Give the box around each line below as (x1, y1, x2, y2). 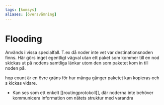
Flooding (5, 33, 42, 45)
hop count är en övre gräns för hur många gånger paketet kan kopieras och (5, 75, 160, 81)
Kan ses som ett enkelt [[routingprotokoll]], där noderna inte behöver (12, 90, 154, 96)
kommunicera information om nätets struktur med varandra (12, 95, 134, 101)
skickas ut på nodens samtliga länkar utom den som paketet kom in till (5, 60, 149, 66)
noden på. (5, 65, 26, 71)
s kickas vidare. (5, 80, 37, 86)
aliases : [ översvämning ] (5, 12, 57, 17)
